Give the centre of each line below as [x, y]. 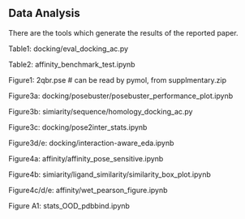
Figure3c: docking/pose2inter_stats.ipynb [78, 127]
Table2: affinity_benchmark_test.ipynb [72, 64]
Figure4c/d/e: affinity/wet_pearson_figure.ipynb [88, 190]
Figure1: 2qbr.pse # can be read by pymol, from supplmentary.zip [118, 79]
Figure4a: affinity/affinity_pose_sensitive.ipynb [86, 158]
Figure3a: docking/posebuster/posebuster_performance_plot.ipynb [121, 96]
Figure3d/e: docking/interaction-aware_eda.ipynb [91, 143]
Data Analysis [45, 13]
